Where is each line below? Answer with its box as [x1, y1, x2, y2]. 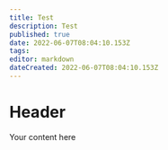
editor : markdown [9, 55, 75, 64]
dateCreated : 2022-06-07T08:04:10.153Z [9, 64, 159, 73]
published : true [9, 30, 70, 39]
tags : [9, 47, 30, 56]
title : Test [9, 13, 54, 22]
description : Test [9, 22, 78, 31]
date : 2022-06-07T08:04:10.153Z [9, 38, 130, 48]
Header [9, 102, 66, 122]
